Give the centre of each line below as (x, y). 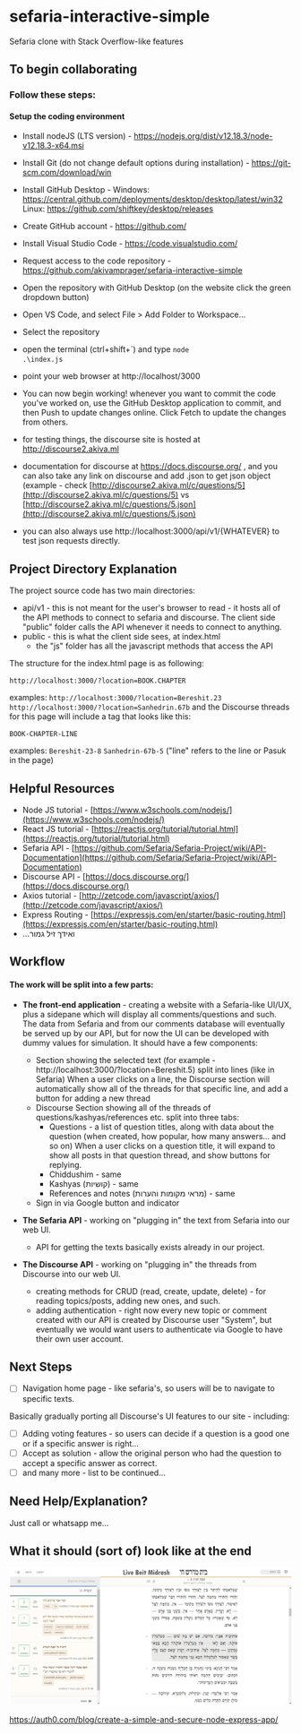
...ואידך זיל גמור (48, 934)
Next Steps (41, 1367)
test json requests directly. (71, 541)
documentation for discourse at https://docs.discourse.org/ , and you (150, 467)
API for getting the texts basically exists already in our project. (150, 1247)
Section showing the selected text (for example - (126, 1060)
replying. (65, 1164)
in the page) (31, 760)
